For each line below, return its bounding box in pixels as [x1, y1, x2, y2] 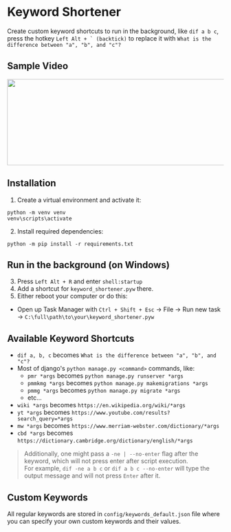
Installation [7, 177, 56, 190]
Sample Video [7, 60, 69, 72]
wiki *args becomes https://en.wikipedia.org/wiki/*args [16, 401, 186, 409]
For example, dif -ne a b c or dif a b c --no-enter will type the [23, 464, 210, 473]
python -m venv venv [7, 209, 67, 216]
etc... [27, 393, 43, 402]
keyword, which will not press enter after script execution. [23, 457, 188, 465]
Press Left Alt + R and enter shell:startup [16, 277, 143, 286]
